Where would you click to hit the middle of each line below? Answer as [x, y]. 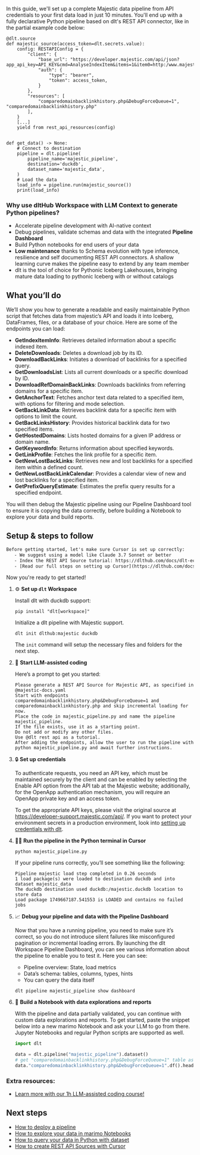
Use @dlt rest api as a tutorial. [57, 737]
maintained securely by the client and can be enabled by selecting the [101, 780]
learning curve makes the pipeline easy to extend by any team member [102, 264]
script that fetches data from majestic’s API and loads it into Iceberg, [90, 316]
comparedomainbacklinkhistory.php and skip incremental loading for [101, 706]
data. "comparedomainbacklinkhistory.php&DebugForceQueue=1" [91, 1066]
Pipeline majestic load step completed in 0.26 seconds [85, 874]
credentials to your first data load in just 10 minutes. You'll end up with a [94, 15]
